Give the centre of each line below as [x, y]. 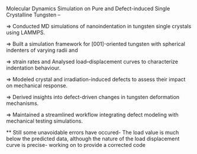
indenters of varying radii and [42, 50]
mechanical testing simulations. [44, 121]
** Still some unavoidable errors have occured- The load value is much [93, 132]
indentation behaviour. [33, 68]
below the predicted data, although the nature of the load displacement [93, 139]
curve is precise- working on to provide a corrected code [76, 145]
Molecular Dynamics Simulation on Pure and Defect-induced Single [88, 9]
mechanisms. [22, 103]
